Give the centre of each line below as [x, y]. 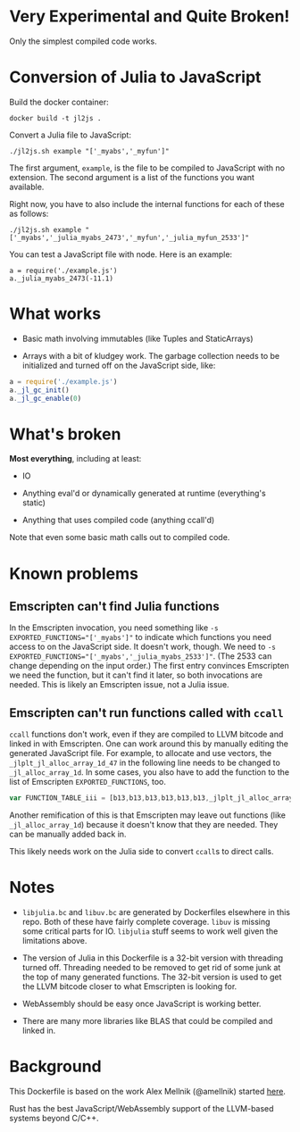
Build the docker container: [59, 102]
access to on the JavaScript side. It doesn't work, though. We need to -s [143, 647]
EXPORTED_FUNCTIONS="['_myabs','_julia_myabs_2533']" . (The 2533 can [141, 656]
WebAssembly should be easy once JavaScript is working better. [142, 1003]
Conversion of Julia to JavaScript [135, 77]
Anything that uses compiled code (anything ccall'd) [118, 520]
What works [55, 314]
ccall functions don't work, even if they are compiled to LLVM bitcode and [146, 735]
